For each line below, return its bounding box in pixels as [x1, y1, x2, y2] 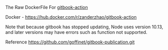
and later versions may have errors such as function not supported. [5, 29, 148, 35]
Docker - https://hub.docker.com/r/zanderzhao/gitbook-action [5, 14, 137, 20]
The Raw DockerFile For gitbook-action [5, 5, 88, 10]
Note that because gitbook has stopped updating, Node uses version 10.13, [5, 24, 163, 30]
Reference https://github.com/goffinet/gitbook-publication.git [5, 39, 135, 45]
